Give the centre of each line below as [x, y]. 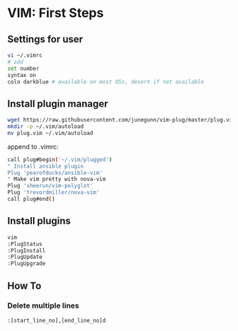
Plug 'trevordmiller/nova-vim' [53, 192]
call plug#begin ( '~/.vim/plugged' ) [60, 159]
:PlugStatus [25, 244]
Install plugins [39, 221]
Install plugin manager [58, 104]
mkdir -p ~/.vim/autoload [45, 127]
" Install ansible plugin [45, 166]
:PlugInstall [27, 250]
